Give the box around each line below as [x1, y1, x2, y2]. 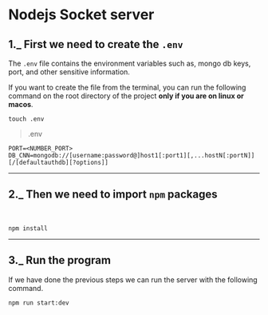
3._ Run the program [8, 253, 112, 267]
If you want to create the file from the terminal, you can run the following [8, 82, 246, 92]
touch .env [8, 115, 45, 123]
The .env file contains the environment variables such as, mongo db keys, [8, 58, 251, 68]
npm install [8, 224, 48, 233]
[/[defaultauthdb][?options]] [8, 158, 109, 166]
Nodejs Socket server [8, 6, 155, 24]
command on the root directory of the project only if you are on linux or [8, 91, 245, 101]
